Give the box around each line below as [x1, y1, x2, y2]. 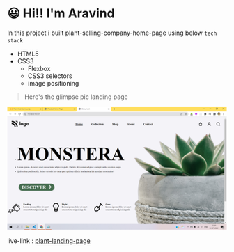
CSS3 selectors [27, 72, 72, 80]
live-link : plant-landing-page [7, 237, 91, 245]
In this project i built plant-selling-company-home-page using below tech [7, 29, 217, 37]
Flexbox [27, 64, 51, 72]
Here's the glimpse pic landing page [24, 93, 129, 101]
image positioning [27, 79, 79, 87]
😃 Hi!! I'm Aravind [7, 6, 115, 22]
